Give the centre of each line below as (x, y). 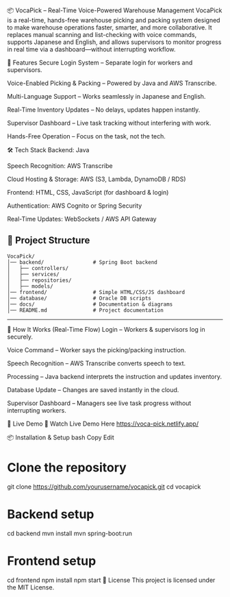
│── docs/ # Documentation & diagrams (90, 304)
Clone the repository (67, 467)
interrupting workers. (37, 410)
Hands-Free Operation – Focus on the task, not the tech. (87, 136)
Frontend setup (52, 561)
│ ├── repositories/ (39, 280)
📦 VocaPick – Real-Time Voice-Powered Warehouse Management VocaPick (115, 10)
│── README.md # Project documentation (86, 310)
